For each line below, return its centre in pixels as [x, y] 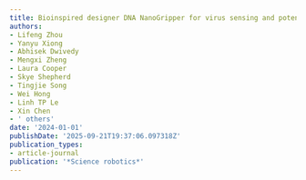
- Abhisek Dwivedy [44, 52]
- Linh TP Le [34, 102]
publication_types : [46, 145]
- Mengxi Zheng [38, 60]
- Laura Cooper [38, 69]
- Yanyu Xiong [36, 43]
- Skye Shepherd [40, 77]
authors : [26, 26]
